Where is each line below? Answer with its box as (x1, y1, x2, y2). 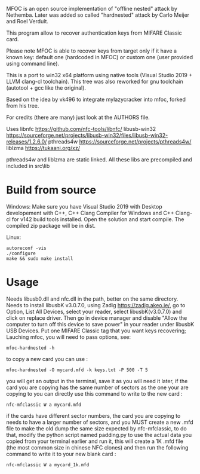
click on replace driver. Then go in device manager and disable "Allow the (6, 314, 187, 322)
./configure (6, 250, 36, 256)
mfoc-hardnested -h (6, 345, 55, 351)
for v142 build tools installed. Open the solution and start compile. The (11, 215, 184, 223)
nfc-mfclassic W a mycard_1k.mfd (6, 461, 90, 468)
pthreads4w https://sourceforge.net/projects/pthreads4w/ (48, 138, 192, 145)
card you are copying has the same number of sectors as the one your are (6, 384, 189, 391)
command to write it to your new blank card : (6, 450, 116, 457)
